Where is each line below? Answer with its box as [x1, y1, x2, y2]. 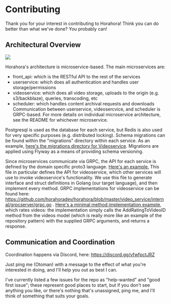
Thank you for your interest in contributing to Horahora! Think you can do [5, 20, 159, 26]
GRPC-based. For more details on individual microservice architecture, [12, 111, 161, 118]
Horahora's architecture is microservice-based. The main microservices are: [5, 64, 165, 70]
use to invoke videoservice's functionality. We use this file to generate [5, 174, 152, 180]
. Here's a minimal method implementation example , [52, 201, 162, 207]
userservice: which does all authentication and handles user [12, 79, 139, 85]
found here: [5, 190, 30, 197]
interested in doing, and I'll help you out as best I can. [5, 266, 118, 273]
